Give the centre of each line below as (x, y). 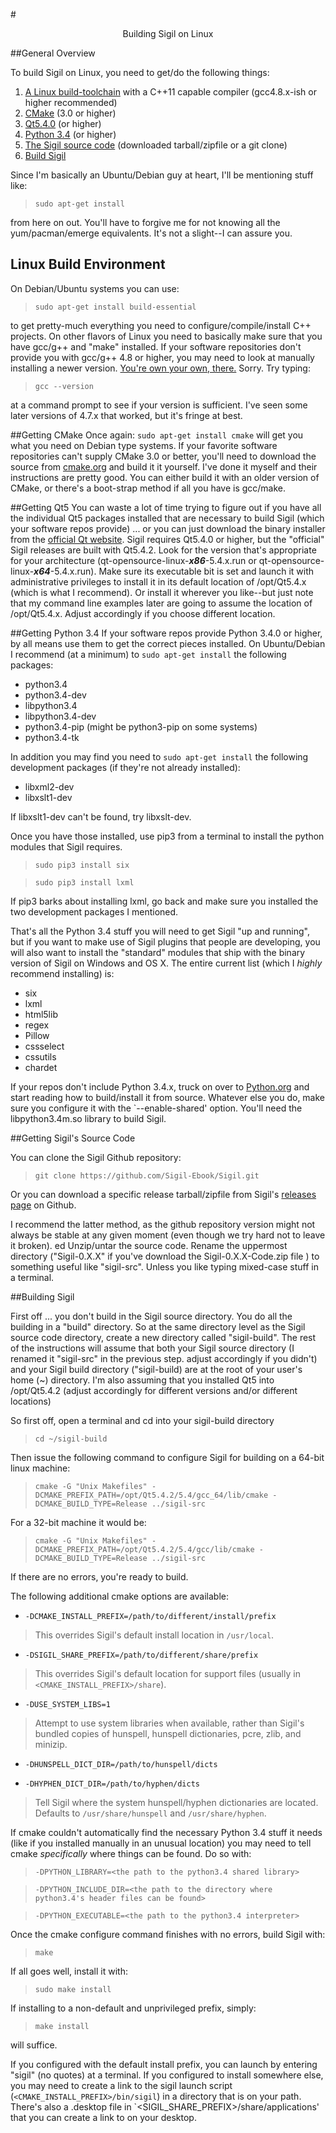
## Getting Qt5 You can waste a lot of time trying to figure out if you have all (166, 507)
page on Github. (43, 1205)
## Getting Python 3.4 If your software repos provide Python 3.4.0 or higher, (166, 633)
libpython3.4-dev (60, 716)
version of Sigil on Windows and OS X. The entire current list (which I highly (166, 963)
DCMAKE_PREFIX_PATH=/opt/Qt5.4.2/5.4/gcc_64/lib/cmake (151, 1495)
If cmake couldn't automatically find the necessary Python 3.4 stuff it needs (166, 1832)
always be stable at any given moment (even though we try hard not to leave (168, 1235)
